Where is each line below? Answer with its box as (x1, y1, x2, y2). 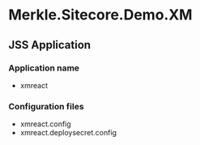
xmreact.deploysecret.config (19, 128, 117, 138)
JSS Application (8, 38, 91, 52)
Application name (8, 62, 79, 74)
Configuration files (8, 100, 84, 112)
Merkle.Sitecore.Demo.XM (8, 6, 193, 24)
